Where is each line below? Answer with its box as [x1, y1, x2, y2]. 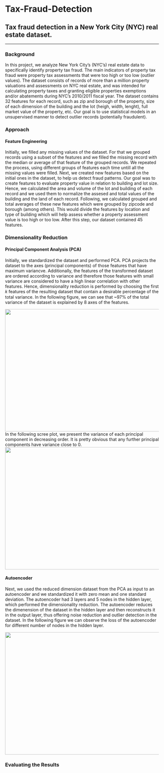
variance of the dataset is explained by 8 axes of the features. [5, 299, 129, 305]
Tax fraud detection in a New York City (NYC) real [5, 23, 158, 31]
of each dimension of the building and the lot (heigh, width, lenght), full [5, 104, 148, 110]
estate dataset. [5, 30, 52, 39]
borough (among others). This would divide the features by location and [5, 207, 150, 212]
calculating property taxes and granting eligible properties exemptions [5, 88, 146, 94]
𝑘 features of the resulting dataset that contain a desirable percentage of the [5, 288, 159, 294]
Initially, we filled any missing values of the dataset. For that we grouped [5, 149, 150, 155]
